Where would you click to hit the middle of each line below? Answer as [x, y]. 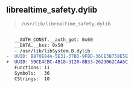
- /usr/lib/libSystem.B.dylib [52, 51]
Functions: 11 [32, 68]
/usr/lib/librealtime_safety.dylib [66, 24]
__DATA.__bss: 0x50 [39, 45]
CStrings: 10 [32, 79]
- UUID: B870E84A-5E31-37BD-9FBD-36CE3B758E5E [67, 57]
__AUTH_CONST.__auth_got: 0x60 [54, 39]
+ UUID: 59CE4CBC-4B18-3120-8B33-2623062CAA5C [67, 62]
